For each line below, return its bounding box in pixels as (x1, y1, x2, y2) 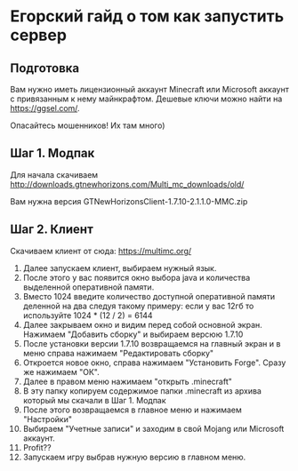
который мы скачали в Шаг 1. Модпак (22, 395, 167, 405)
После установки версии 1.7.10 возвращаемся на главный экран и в (22, 338, 281, 348)
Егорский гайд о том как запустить (10, 6, 284, 27)
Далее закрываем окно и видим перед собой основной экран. (22, 319, 263, 330)
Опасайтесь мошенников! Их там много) (10, 120, 165, 131)
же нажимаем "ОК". (22, 366, 101, 377)
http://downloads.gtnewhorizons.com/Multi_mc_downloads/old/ (10, 179, 245, 189)
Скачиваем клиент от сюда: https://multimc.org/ (10, 245, 192, 256)
